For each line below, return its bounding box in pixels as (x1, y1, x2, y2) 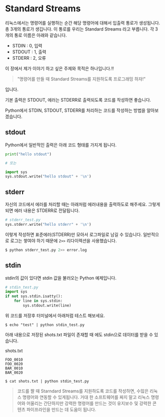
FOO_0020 (5, 361, 23, 366)
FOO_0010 (5, 357, 23, 362)
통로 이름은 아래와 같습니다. (14, 32, 67, 38)
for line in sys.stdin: (14, 299, 63, 304)
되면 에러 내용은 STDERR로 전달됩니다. (5, 208, 80, 213)
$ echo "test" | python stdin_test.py (5, 322, 85, 327)
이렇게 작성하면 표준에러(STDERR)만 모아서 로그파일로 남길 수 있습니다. (5, 231, 142, 237)
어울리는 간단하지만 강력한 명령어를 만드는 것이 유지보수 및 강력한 (26, 400, 152, 406)
